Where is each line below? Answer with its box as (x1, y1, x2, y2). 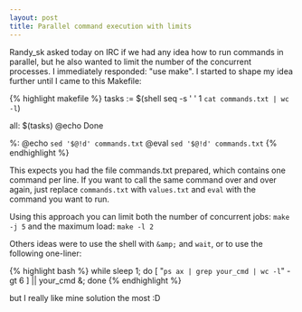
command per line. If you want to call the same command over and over (9, 174, 278, 185)
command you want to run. (9, 194, 110, 204)
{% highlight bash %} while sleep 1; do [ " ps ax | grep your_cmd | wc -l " (9, 265, 285, 276)
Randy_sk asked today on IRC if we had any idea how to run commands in (9, 46, 284, 57)
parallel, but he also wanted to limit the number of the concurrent (9, 56, 251, 67)
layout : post (9, 13, 59, 23)
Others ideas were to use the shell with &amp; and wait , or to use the (9, 238, 264, 249)
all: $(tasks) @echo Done (9, 119, 104, 131)
